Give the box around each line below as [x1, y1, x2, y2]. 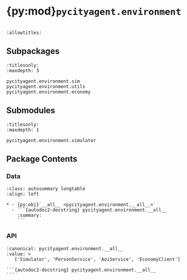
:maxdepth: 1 [6, 126, 39, 133]
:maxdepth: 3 [6, 67, 39, 73]
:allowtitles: [6, 29, 42, 36]
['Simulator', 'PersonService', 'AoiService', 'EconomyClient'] [14, 256, 181, 262]
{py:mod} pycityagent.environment [6, 4, 182, 18]
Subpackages [6, 46, 59, 56]
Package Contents [6, 154, 78, 164]
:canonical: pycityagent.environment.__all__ [6, 245, 123, 251]
